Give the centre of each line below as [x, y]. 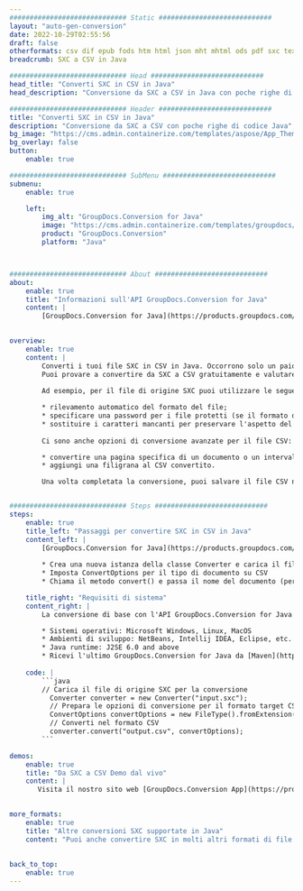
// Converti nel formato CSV [104, 723]
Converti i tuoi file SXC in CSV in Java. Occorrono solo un [159, 366]
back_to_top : [34, 865]
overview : [28, 341]
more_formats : [36, 814]
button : [24, 151]
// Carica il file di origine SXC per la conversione [145, 689]
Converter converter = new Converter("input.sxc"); [148, 698]
